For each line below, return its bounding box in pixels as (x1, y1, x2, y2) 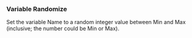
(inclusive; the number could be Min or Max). (6, 25, 120, 32)
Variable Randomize (6, 5, 67, 13)
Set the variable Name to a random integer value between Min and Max (6, 19, 186, 26)
